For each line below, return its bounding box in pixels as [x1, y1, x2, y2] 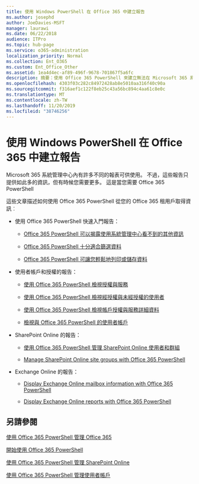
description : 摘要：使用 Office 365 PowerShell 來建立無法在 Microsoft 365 [6, 75, 188, 81]
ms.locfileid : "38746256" [6, 108, 70, 114]
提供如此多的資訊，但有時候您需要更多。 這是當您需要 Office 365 [6, 179, 165, 186]
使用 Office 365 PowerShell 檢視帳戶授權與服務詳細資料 [23, 306, 159, 313]
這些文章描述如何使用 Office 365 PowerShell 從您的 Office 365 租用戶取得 [6, 197, 186, 205]
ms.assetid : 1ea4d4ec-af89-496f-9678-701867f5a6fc [6, 70, 134, 76]
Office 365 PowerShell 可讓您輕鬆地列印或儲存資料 [23, 256, 147, 263]
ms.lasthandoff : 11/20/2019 [6, 102, 76, 109]
